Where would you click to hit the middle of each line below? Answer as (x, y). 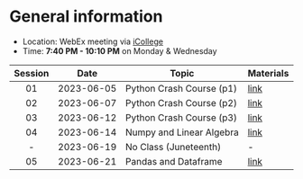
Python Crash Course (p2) (181, 103)
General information (86, 17)
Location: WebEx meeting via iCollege (93, 41)
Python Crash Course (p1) (181, 88)
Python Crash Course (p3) (181, 117)
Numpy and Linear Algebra (182, 132)
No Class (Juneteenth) (173, 147)
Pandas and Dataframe (174, 161)
